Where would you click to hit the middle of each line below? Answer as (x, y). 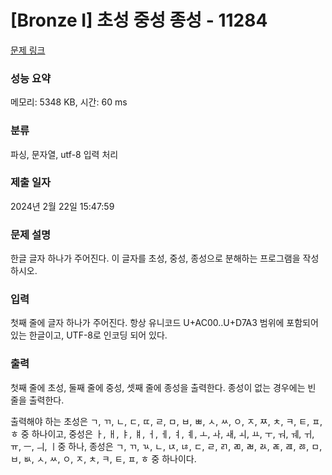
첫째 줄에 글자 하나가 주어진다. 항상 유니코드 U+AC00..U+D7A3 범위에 (147, 323)
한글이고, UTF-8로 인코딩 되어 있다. (98, 335)
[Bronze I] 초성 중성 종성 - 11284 (139, 20)
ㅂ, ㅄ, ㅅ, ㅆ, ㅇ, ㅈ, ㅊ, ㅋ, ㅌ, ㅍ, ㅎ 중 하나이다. (103, 458)
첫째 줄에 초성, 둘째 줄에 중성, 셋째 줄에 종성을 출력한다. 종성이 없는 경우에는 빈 (163, 387)
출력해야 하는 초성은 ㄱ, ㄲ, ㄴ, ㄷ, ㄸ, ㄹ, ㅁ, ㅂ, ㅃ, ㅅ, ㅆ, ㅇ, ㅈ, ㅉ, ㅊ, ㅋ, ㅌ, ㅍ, (166, 421)
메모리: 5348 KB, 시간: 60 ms (69, 102)
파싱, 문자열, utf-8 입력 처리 (64, 154)
